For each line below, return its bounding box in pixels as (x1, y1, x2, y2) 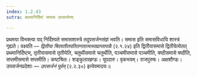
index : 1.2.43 (6, 8, 42, 15)
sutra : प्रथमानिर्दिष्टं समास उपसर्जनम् (6, 14, 74, 20)
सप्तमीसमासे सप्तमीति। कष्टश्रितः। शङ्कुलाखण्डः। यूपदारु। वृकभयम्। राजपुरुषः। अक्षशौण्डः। (6, 56, 183, 63)
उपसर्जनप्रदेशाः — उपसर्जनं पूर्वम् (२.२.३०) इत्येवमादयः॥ (6, 62, 111, 69)
